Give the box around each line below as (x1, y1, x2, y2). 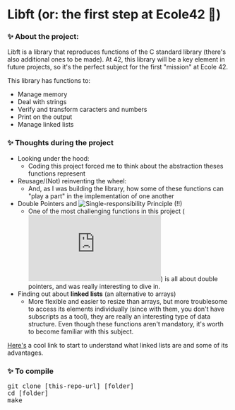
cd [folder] (7, 389, 49, 397)
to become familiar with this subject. (28, 327, 134, 336)
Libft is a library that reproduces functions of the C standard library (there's (7, 47, 227, 56)
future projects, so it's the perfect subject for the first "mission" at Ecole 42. (7, 63, 228, 72)
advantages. (7, 348, 44, 357)
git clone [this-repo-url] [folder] (7, 382, 134, 390)
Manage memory (17, 90, 68, 98)
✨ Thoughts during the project (7, 138, 114, 148)
